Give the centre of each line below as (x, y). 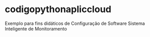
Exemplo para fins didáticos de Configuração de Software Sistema (75, 23)
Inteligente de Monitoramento (36, 28)
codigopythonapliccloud (58, 9)
